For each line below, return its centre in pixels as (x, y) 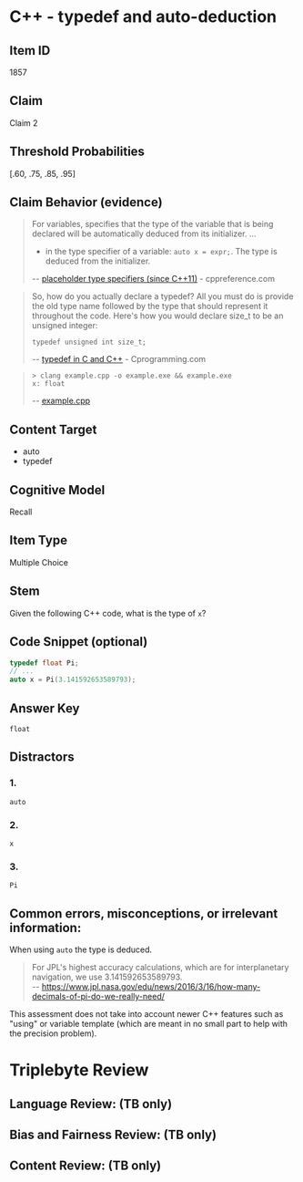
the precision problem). (53, 1033)
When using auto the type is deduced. (81, 949)
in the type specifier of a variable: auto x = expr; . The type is (161, 252)
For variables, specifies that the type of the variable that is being (152, 224)
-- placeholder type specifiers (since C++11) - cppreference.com (153, 279)
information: (45, 928)
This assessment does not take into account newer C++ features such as (146, 1014)
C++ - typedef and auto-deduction (143, 17)
